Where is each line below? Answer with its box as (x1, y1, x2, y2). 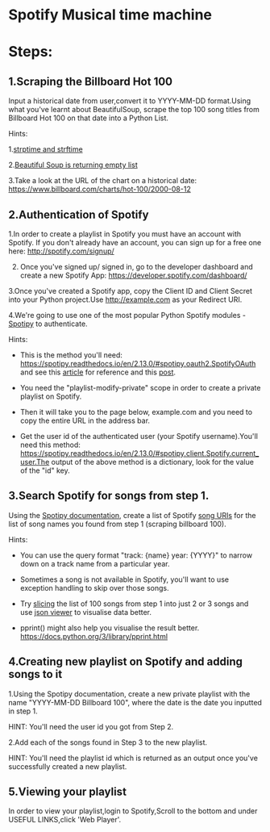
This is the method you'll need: (19, 350, 123, 360)
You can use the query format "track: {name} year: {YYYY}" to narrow (19, 550, 252, 560)
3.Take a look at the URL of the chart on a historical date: (8, 176, 197, 186)
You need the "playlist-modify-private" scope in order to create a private (19, 383, 261, 392)
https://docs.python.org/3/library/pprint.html (19, 631, 168, 641)
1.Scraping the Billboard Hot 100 (8, 74, 173, 88)
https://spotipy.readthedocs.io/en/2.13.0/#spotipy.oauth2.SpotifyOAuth (19, 359, 256, 368)
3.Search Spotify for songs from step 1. (8, 489, 210, 503)
